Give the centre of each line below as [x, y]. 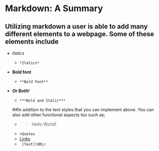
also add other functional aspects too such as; [59, 115]
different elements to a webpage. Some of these [80, 34]
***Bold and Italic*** [42, 101]
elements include [32, 42]
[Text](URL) [34, 144]
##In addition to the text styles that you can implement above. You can [83, 109]
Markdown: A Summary [54, 8]
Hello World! [44, 124]
